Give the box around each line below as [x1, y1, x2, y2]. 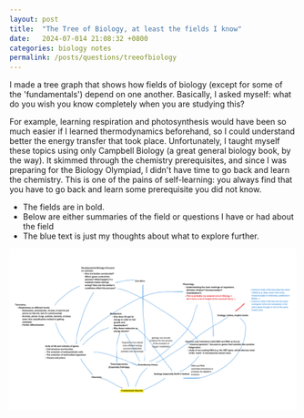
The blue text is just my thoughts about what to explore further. [22, 230, 259, 241]
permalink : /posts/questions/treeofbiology [9, 53, 177, 63]
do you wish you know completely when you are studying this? [9, 98, 245, 109]
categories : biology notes [9, 44, 112, 53]
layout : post [9, 15, 59, 24]
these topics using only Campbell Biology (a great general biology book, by [9, 146, 291, 157]
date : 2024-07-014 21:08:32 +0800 [9, 34, 148, 43]
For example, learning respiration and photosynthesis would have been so [9, 117, 287, 127]
